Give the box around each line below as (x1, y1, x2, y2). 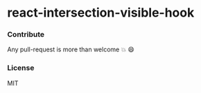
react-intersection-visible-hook (7, 5, 195, 21)
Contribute (7, 30, 45, 40)
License (7, 63, 35, 73)
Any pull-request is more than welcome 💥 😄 (7, 45, 134, 53)
